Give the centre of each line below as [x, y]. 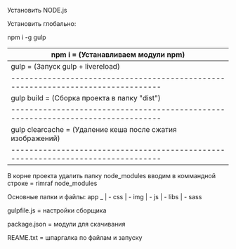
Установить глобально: [42, 23]
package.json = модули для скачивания [66, 224]
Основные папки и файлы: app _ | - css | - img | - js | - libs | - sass [105, 197]
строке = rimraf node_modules [52, 183]
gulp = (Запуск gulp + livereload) [66, 66]
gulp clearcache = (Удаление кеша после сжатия [94, 129]
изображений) [35, 138]
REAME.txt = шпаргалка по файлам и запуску [75, 237]
